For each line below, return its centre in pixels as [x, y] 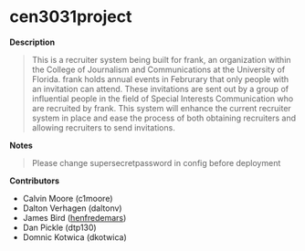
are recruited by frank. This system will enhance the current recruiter [162, 108]
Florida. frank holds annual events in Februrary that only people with [160, 78]
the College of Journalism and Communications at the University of [158, 69]
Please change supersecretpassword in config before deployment [156, 162]
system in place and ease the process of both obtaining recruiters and [164, 118]
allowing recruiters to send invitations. [103, 127]
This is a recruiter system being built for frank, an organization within [161, 59]
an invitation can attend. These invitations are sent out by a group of [160, 89]
